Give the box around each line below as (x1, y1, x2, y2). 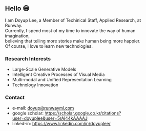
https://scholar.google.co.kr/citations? (44, 110, 121, 116)
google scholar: (12, 110, 44, 116)
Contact (5, 94, 25, 101)
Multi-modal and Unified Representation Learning (12, 77, 112, 83)
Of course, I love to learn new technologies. (5, 43, 93, 49)
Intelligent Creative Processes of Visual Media (12, 72, 105, 77)
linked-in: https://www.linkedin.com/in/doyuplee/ (12, 121, 111, 127)
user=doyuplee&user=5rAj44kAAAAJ (12, 115, 88, 121)
